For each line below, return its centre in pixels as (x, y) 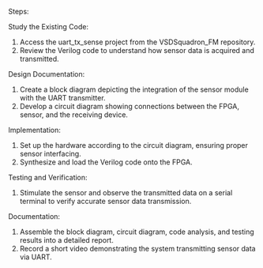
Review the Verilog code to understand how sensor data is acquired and (137, 50)
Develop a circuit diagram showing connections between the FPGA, (129, 106)
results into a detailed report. (67, 240)
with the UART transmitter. (62, 98)
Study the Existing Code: (49, 26)
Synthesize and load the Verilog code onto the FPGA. (106, 162)
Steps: (19, 11)
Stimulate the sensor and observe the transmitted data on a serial (126, 193)
